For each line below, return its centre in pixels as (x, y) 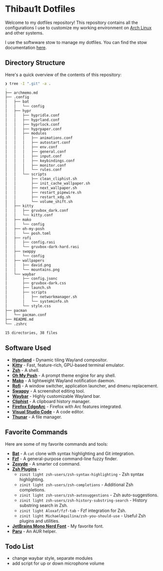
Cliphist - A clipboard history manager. (51, 401)
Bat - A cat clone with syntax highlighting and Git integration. (73, 453)
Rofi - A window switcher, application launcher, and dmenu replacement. (85, 386)
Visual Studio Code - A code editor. (48, 411)
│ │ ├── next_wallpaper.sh (41, 188)
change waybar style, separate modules (52, 558)
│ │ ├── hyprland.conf (32, 120)
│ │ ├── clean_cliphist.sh (41, 179)
